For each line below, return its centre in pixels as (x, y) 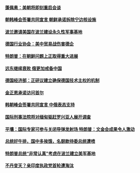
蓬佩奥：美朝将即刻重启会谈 (33, 7)
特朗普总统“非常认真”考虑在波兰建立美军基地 (50, 153)
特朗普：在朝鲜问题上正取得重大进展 (42, 56)
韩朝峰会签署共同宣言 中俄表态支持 (40, 105)
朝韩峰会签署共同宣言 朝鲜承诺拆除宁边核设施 (51, 20)
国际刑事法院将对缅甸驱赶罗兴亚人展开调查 (48, 117)
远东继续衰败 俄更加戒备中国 (34, 68)
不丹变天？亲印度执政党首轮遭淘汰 (39, 166)
